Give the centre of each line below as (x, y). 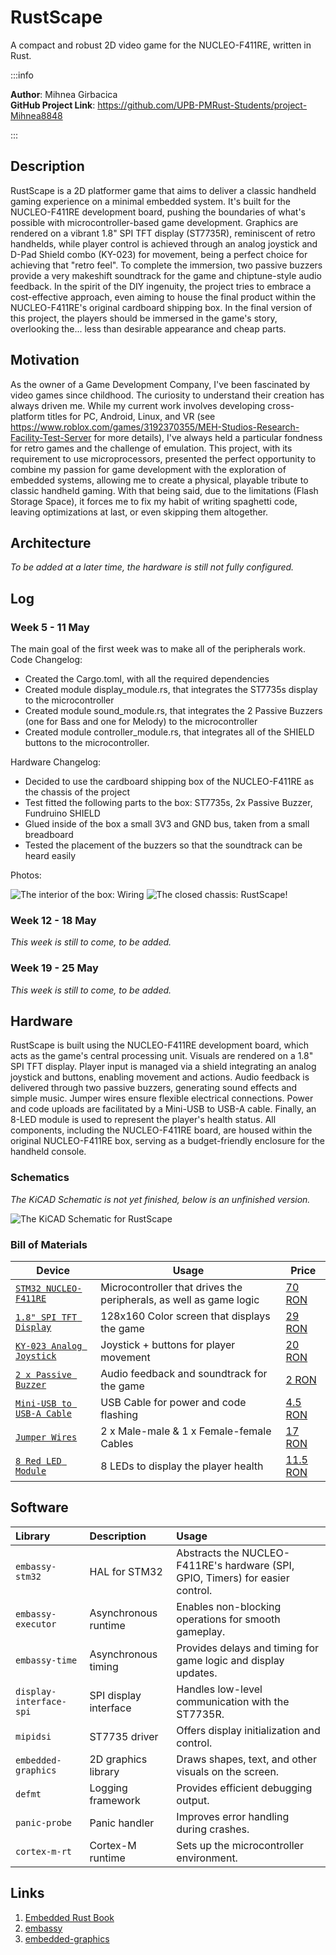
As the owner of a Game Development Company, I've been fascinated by (160, 384)
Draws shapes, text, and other (246, 1759)
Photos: (26, 875)
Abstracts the (208, 1553)
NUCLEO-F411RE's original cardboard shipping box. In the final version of (161, 307)
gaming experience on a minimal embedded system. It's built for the (150, 201)
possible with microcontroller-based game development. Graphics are (154, 222)
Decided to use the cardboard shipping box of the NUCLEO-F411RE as (169, 782)
